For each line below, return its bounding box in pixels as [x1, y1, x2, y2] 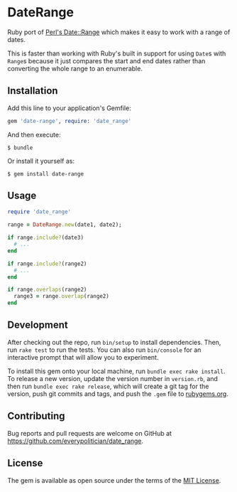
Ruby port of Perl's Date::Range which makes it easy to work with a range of [7, 28, 231, 36]
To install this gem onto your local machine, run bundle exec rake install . [7, 367, 226, 375]
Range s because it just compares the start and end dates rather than [7, 56, 206, 65]
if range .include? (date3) [7, 234, 84, 242]
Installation [7, 85, 58, 97]
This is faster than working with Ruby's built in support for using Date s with [7, 49, 226, 58]
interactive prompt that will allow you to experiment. [7, 353, 159, 361]
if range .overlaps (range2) [7, 286, 87, 294]
